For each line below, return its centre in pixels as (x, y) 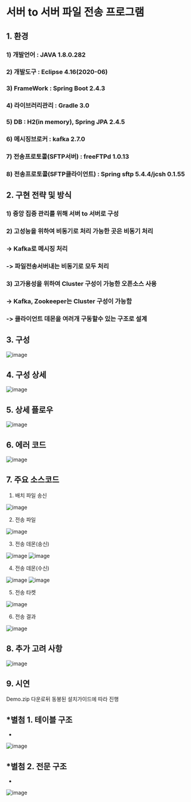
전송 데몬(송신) (32, 544)
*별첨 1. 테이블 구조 (39, 720)
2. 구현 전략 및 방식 (39, 195)
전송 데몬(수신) (32, 568)
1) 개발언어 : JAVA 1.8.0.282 (46, 54)
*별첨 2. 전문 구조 (37, 766)
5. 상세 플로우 (30, 410)
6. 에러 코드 (26, 445)
